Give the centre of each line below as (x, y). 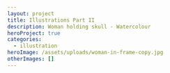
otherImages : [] (31, 59)
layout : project (31, 14)
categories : (24, 40)
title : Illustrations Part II (51, 20)
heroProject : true (34, 33)
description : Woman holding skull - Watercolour (79, 26)
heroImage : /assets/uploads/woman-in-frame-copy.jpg (85, 53)
